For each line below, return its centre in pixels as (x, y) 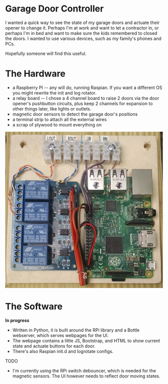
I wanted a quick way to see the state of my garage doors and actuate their (82, 22)
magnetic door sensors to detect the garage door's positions (75, 114)
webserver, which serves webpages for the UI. (60, 335)
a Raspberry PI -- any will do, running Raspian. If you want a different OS (87, 87)
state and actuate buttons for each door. (54, 346)
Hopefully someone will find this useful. (46, 53)
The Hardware (35, 74)
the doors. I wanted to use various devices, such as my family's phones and (83, 38)
